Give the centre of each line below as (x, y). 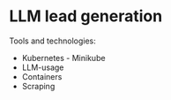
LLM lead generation (86, 16)
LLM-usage (43, 67)
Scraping (38, 86)
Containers (42, 76)
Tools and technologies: (52, 41)
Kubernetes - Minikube (63, 58)
